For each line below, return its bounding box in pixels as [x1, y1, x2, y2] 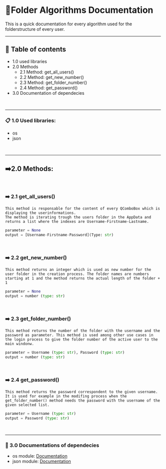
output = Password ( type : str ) [5, 416, 70, 421]
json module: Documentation [12, 459, 71, 465]
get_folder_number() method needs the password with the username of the [5, 398, 161, 403]
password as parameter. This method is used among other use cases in [5, 333, 154, 338]
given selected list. [5, 402, 50, 407]
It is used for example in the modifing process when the [5, 394, 127, 399]
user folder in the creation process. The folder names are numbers [5, 271, 149, 277]
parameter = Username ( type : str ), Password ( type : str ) [5, 350, 125, 355]
